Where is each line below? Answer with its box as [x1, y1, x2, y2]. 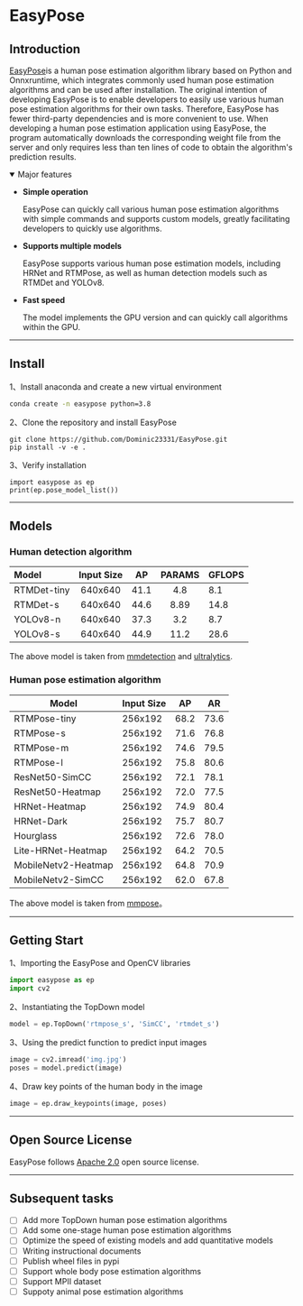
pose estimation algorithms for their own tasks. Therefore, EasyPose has [9, 104, 280, 114]
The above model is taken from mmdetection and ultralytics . [9, 651, 233, 662]
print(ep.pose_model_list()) [9, 485, 119, 494]
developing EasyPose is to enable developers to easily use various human [9, 94, 284, 105]
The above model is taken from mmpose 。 [9, 897, 168, 908]
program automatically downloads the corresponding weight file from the [9, 133, 281, 143]
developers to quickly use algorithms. [22, 223, 162, 234]
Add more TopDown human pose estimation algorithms [22, 1215, 228, 1226]
